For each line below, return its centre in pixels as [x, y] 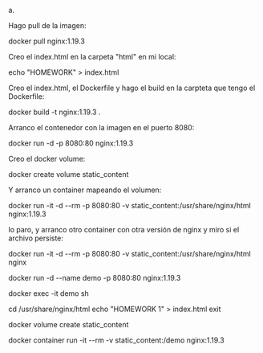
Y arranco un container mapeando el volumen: [85, 190]
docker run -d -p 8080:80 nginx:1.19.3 [71, 143]
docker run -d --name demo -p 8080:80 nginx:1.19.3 [95, 278]
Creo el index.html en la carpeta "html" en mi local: [92, 57]
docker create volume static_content [69, 174]
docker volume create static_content [69, 324]
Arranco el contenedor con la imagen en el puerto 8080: [101, 127]
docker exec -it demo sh [49, 293]
